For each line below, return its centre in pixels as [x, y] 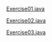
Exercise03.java [26, 32]
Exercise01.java [26, 9]
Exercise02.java [26, 20]
